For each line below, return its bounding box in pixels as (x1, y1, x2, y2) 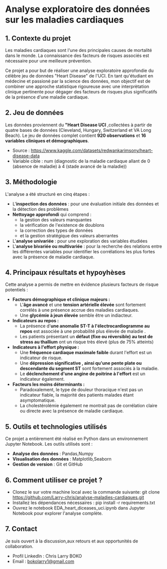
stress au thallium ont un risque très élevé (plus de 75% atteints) (19, 339, 154, 345)
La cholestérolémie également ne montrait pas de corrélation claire (19, 403, 158, 409)
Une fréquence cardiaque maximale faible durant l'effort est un (19, 350, 152, 356)
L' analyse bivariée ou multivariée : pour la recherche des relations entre (12, 243, 162, 249)
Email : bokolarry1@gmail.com (12, 558, 75, 564)
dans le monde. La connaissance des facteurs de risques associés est (5, 52, 150, 58)
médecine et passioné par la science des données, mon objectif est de (5, 78, 151, 84)
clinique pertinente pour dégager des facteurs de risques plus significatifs (5, 89, 158, 94)
